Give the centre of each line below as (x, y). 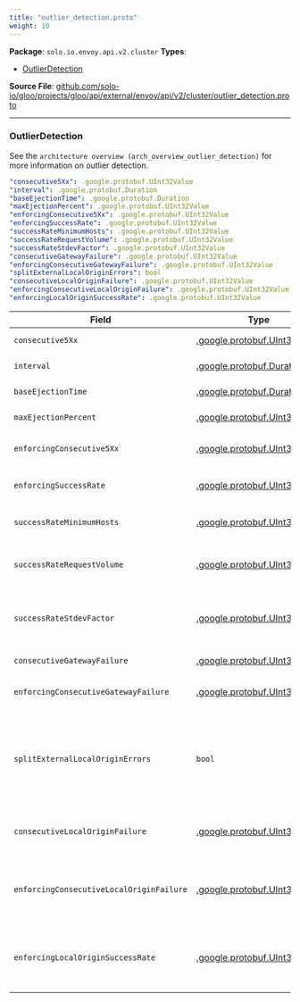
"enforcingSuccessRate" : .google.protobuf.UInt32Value (113, 223)
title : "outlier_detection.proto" (74, 17)
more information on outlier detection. (79, 165)
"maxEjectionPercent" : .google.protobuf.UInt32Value (109, 206)
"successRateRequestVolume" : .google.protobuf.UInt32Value (121, 239)
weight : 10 (29, 26)
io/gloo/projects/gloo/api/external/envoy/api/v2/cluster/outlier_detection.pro (150, 96)
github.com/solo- (88, 86)
